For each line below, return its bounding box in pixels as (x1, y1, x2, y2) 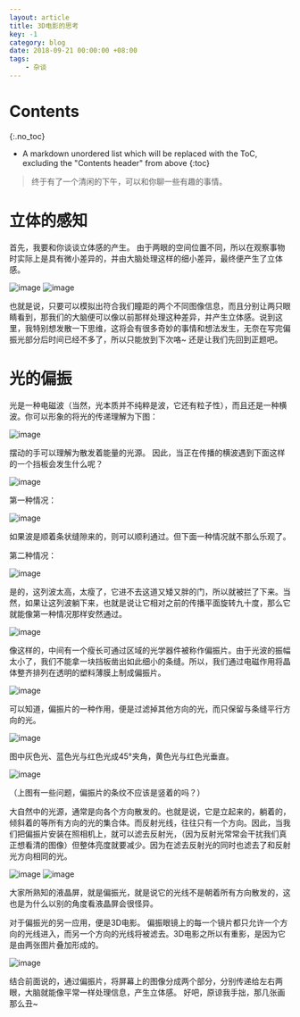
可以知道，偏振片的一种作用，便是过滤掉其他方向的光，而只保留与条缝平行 (9, 703, 283, 714)
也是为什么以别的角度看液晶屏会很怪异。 (9, 898, 158, 909)
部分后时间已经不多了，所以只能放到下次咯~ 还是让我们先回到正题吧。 (24, 334, 283, 345)
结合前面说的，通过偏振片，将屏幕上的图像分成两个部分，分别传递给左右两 (9, 975, 283, 987)
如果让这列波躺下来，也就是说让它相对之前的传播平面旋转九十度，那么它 (24, 597, 291, 608)
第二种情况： (9, 550, 56, 561)
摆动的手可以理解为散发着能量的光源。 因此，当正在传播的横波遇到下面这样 (9, 447, 286, 458)
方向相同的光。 (16, 850, 72, 862)
